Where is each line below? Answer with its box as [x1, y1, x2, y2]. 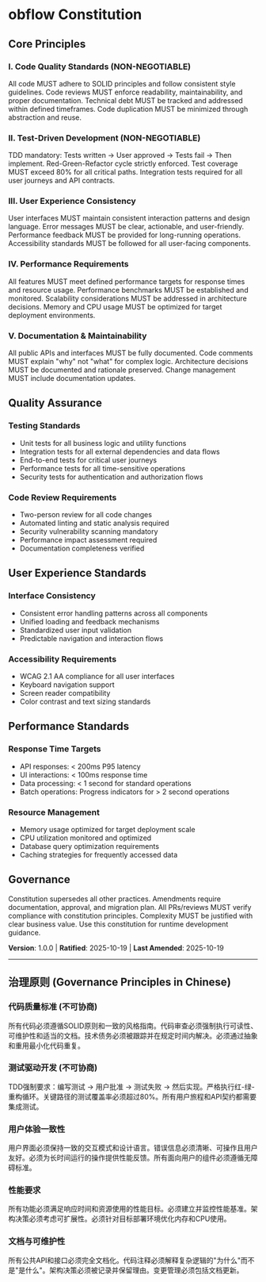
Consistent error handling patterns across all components [19, 608, 208, 618]
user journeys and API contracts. [8, 176, 116, 186]
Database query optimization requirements [19, 842, 160, 851]
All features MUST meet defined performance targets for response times [8, 276, 245, 286]
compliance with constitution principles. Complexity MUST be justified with [8, 911, 253, 920]
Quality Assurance [8, 397, 103, 410]
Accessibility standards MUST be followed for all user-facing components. [8, 239, 251, 248]
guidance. [8, 927, 41, 937]
